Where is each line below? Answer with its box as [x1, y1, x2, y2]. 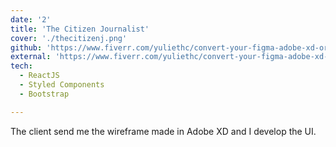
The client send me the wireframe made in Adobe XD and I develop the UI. [10, 125, 317, 137]
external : [10, 52, 52, 62]
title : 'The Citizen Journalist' [10, 24, 150, 34]
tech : [10, 61, 33, 71]
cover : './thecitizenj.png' [10, 33, 128, 43]
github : [10, 42, 43, 53]
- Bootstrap [19, 89, 70, 99]
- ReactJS [19, 71, 60, 81]
